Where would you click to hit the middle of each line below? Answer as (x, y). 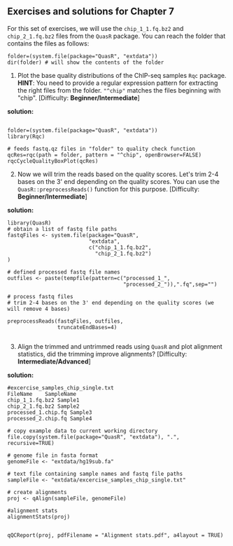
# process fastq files (40, 297)
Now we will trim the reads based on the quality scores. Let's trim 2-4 (118, 174)
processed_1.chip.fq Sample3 (50, 412)
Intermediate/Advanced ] (54, 361)
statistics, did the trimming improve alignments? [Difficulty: (102, 354)
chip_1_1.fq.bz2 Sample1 (43, 400)
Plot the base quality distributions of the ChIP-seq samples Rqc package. (122, 75)
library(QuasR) (29, 223)
